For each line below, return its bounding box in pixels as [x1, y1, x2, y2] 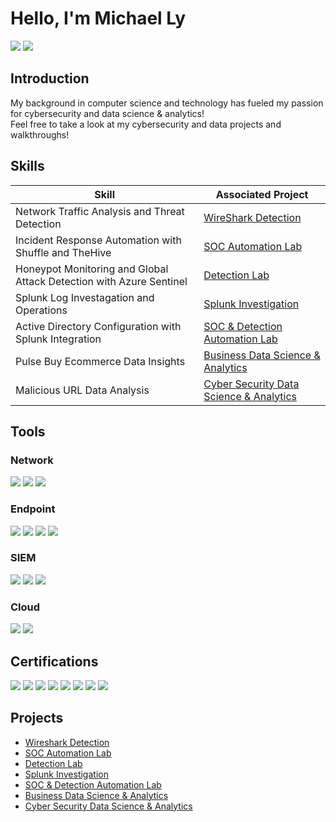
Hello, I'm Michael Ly [10, 7, 187, 30]
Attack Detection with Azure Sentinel [15, 274, 188, 288]
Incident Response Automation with [15, 233, 182, 247]
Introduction [10, 70, 90, 87]
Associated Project [215, 187, 309, 201]
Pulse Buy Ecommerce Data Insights [15, 354, 186, 368]
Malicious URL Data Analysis [15, 383, 150, 397]
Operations [15, 303, 68, 317]
